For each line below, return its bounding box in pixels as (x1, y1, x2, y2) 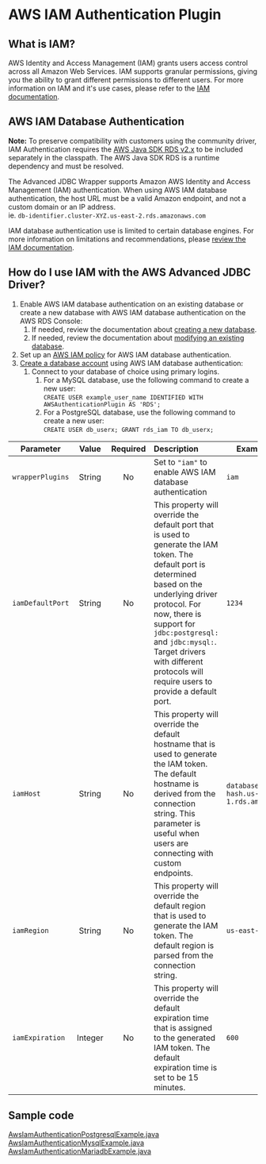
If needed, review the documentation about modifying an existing (31, 333, 245, 342)
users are (153, 838, 188, 849)
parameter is (153, 818, 201, 829)
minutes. (153, 1081, 186, 1093)
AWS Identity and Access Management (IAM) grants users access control (8, 58, 248, 67)
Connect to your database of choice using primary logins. (31, 367, 220, 376)
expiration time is (153, 1062, 218, 1073)
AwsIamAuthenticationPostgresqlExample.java (8, 1130, 160, 1139)
